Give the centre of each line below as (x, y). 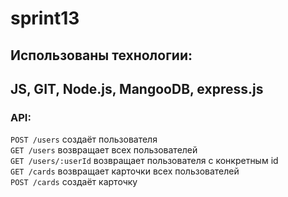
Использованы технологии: (101, 55)
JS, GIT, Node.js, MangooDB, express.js (137, 88)
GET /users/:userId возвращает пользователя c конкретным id (144, 161)
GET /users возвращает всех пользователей (104, 150)
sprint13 (45, 18)
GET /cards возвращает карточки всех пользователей (125, 171)
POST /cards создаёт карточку (74, 182)
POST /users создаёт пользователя (84, 139)
